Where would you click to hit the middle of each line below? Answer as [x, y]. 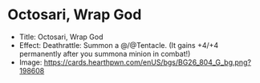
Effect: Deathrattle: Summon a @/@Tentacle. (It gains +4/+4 [119, 45]
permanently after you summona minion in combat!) [105, 53]
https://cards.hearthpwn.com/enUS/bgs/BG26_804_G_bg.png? [148, 62]
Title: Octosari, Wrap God [61, 37]
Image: [30, 62]
